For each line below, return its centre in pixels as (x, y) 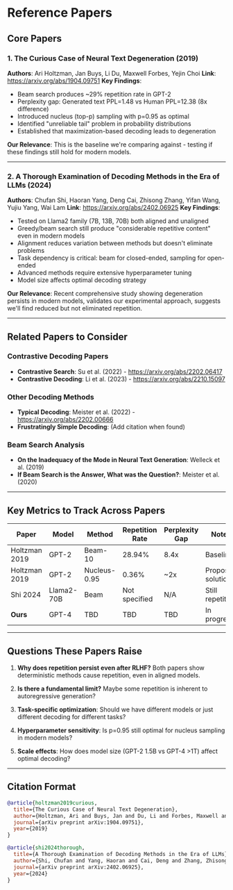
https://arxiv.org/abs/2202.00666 (65, 420)
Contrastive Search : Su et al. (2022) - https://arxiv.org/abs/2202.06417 (120, 371)
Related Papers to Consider (68, 337)
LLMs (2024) (29, 185)
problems (31, 251)
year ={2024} (31, 873)
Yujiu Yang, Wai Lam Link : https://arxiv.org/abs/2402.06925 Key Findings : (114, 208)
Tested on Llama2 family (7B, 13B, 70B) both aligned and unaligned (113, 221)
